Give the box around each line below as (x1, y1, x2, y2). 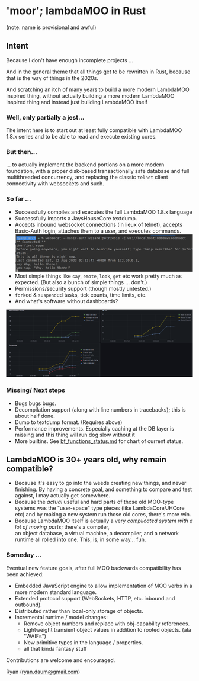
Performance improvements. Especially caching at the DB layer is (14, 425, 175, 432)
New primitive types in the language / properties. (23, 638, 143, 646)
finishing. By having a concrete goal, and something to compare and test (14, 486, 192, 493)
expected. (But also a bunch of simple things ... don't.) (14, 278, 147, 285)
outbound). (14, 601, 43, 608)
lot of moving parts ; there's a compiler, (14, 523, 110, 531)
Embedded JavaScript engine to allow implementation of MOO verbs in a (14, 582, 192, 589)
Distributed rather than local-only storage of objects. (14, 607, 143, 614)
